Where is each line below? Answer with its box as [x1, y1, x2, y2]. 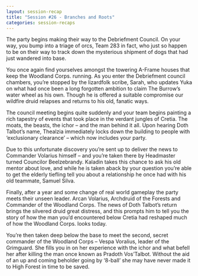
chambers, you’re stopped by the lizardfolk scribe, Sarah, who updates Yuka [6, 79, 193, 86]
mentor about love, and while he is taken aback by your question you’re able [6, 165, 192, 172]
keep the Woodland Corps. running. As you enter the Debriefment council [6, 72, 186, 80]
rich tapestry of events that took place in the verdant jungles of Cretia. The [6, 115, 188, 123]
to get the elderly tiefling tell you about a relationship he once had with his [6, 171, 187, 178]
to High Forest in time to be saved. [6, 263, 90, 270]
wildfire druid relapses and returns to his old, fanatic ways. [6, 98, 149, 105]
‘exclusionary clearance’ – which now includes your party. [6, 134, 147, 142]
